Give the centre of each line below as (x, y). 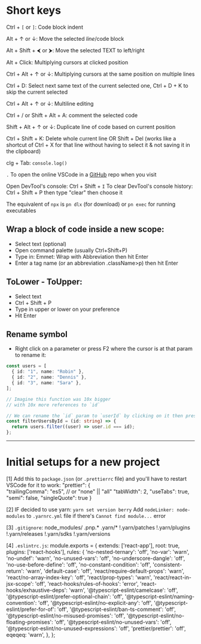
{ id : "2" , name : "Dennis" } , (49, 378)
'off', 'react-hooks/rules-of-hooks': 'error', (87, 583)
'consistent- (167, 564)
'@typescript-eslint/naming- (160, 596)
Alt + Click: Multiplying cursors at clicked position (67, 62)
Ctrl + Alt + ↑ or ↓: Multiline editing (50, 103)
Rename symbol (37, 334)
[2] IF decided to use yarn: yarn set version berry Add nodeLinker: (90, 509)
